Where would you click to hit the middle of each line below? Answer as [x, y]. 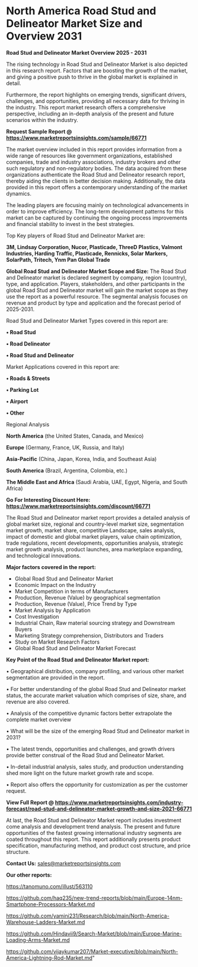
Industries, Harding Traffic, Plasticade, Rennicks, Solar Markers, [87, 253]
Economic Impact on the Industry [55, 585]
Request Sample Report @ [39, 131]
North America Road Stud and [81, 11]
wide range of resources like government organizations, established [89, 155]
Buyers [23, 629]
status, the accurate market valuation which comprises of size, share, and [96, 695]
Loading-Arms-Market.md [38, 940]
